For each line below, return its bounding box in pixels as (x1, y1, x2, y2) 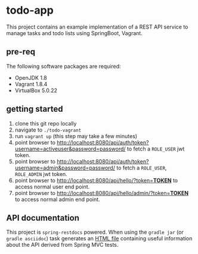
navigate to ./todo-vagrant (14, 126, 82, 133)
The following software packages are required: (6, 62, 121, 70)
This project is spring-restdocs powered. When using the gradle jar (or (6, 228, 184, 236)
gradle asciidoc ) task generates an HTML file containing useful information (6, 235, 193, 242)
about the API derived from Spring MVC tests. (6, 242, 119, 249)
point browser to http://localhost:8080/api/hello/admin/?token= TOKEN (14, 189, 189, 196)
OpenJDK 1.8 (14, 74, 48, 81)
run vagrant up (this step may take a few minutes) (14, 132, 138, 140)
